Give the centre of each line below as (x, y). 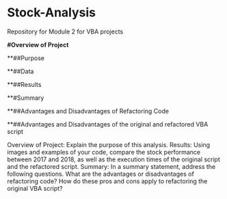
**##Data (21, 71)
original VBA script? (35, 188)
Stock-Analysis (52, 13)
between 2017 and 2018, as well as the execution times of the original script (113, 159)
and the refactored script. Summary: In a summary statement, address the (111, 166)
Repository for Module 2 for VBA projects (65, 31)
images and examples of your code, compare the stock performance (104, 152)
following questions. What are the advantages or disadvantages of (101, 174)
